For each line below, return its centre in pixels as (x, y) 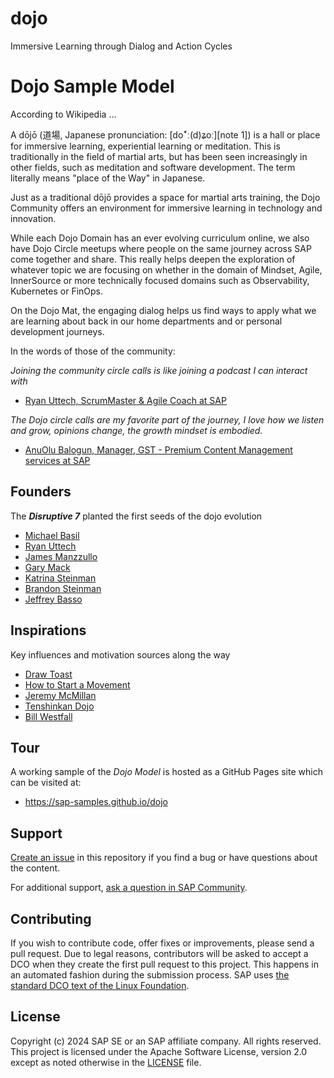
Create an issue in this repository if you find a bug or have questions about (164, 858)
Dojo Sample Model (92, 86)
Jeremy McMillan (60, 695)
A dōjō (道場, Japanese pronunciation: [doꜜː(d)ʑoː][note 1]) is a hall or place (165, 134)
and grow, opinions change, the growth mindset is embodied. (136, 430)
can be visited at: (46, 783)
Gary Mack (47, 567)
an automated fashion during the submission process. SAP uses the (150, 974)
